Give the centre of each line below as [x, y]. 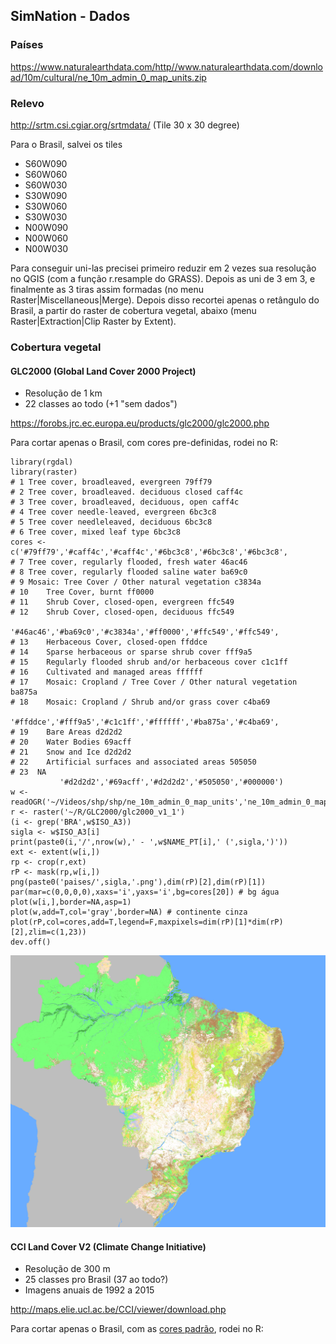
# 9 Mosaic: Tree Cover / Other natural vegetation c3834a [136, 582]
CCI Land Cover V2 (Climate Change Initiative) [108, 1246]
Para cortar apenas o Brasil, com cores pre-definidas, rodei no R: [144, 443]
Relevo [27, 103]
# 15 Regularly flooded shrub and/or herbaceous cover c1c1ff [149, 662]
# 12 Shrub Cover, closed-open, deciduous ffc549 [122, 612]
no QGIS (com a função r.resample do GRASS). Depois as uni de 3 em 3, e [163, 278]
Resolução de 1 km [63, 393]
